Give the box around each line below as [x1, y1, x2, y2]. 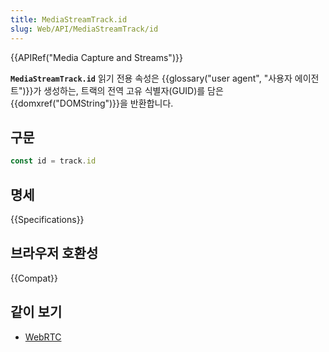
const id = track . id [10, 156, 97, 166]
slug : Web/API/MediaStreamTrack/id [10, 24, 159, 34]
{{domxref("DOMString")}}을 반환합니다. [10, 97, 174, 109]
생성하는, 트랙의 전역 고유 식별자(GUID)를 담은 [43, 84, 224, 96]
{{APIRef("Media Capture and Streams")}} [10, 51, 183, 63]
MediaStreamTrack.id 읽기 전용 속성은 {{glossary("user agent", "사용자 [10, 72, 293, 84]
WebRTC [24, 331, 62, 343]
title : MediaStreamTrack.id [10, 14, 128, 25]
